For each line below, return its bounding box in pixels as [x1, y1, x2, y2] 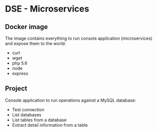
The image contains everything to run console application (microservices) [5, 35, 153, 41]
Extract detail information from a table [12, 122, 88, 128]
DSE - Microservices [5, 3, 90, 15]
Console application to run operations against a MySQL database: [5, 97, 137, 103]
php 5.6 [12, 60, 28, 66]
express [12, 71, 28, 76]
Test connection [12, 106, 45, 112]
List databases [12, 112, 42, 117]
